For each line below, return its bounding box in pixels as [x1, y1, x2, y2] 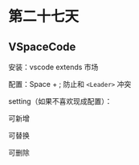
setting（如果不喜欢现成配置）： [8, 97, 112, 105]
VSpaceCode [8, 39, 76, 53]
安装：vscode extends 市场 [8, 62, 99, 72]
